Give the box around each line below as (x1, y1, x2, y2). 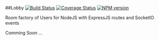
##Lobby (5, 5, 24, 11)
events (5, 20, 19, 26)
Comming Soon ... (5, 30, 43, 35)
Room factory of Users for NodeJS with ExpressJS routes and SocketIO (5, 15, 154, 20)
